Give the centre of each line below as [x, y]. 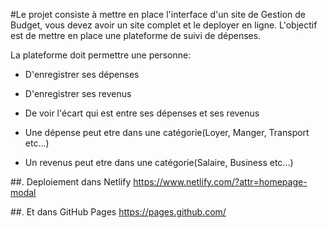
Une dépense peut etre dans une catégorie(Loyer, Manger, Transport [167, 132]
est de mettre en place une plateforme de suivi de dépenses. [136, 35]
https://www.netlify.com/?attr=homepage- [220, 182]
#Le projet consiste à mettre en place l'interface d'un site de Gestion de [158, 14]
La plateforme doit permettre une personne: [101, 55]
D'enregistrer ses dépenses [82, 74]
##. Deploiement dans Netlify [71, 182]
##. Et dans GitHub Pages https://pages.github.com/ [118, 212]
